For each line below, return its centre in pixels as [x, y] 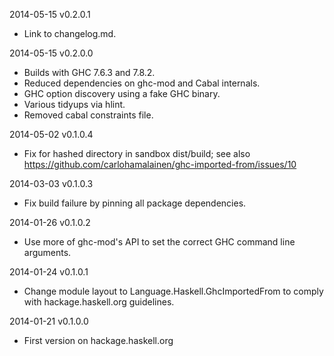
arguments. [47, 252]
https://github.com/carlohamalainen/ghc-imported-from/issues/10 [160, 164]
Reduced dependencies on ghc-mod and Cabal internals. [142, 83]
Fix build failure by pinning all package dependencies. [135, 203]
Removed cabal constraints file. [88, 115]
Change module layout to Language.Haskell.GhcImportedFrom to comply [173, 291]
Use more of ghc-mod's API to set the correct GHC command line [159, 242]
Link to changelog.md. [70, 33]
